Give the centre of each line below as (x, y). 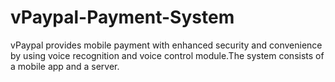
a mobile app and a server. (65, 66)
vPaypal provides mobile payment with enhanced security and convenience (166, 45)
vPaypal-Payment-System (122, 17)
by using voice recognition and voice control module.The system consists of (167, 55)
